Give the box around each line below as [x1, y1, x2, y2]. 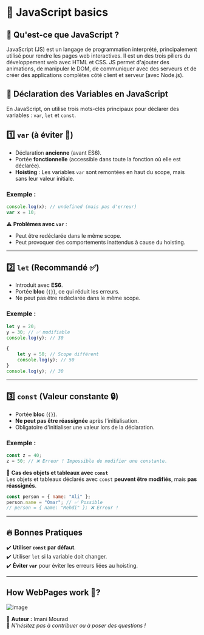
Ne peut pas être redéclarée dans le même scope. [15, 294, 141, 302]
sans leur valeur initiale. [15, 175, 75, 182]
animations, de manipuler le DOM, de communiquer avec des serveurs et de [6, 65, 197, 72]
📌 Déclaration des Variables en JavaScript [6, 89, 168, 99]
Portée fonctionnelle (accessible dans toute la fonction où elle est [15, 155, 181, 163]
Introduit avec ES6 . [15, 281, 63, 289]
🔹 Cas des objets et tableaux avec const [6, 469, 109, 476]
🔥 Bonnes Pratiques [6, 527, 83, 537]
